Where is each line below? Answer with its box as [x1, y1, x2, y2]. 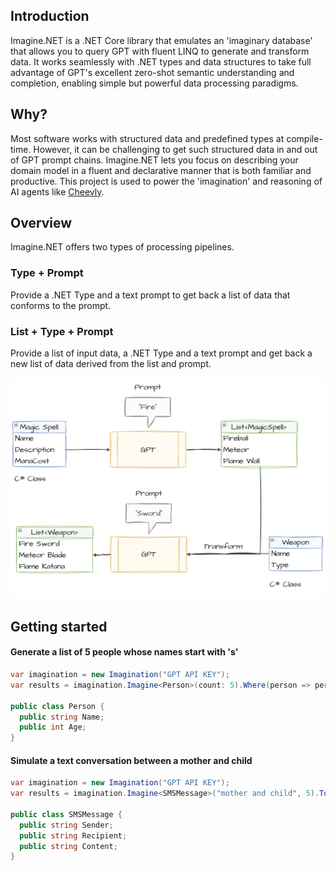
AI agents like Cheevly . [10, 185, 105, 198]
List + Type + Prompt [10, 324, 114, 338]
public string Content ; [19, 841, 118, 851]
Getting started [10, 618, 108, 635]
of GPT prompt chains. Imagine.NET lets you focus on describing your [10, 154, 299, 166]
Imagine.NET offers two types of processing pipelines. [10, 241, 235, 253]
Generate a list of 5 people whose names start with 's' [10, 646, 239, 658]
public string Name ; [19, 712, 105, 722]
